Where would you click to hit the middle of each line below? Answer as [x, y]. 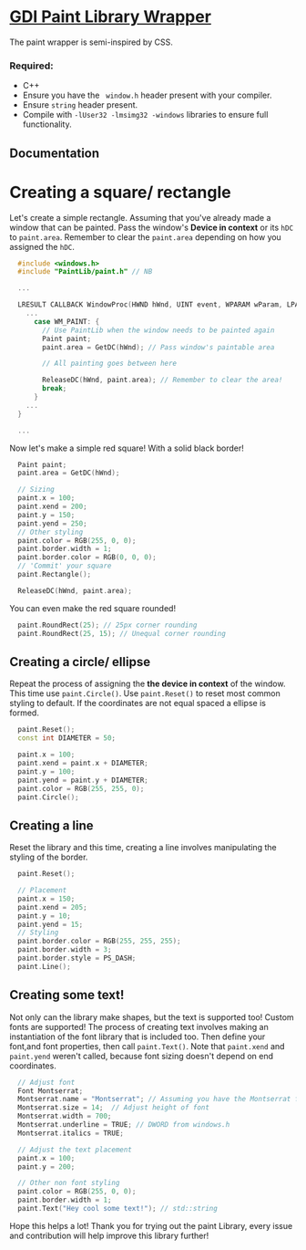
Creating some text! [67, 995]
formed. [24, 713]
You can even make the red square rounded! [92, 608]
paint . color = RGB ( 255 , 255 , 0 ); [81, 788]
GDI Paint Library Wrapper [111, 17]
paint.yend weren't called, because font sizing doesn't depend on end [142, 1056]
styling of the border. [49, 857]
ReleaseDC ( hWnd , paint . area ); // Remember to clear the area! [163, 380]
